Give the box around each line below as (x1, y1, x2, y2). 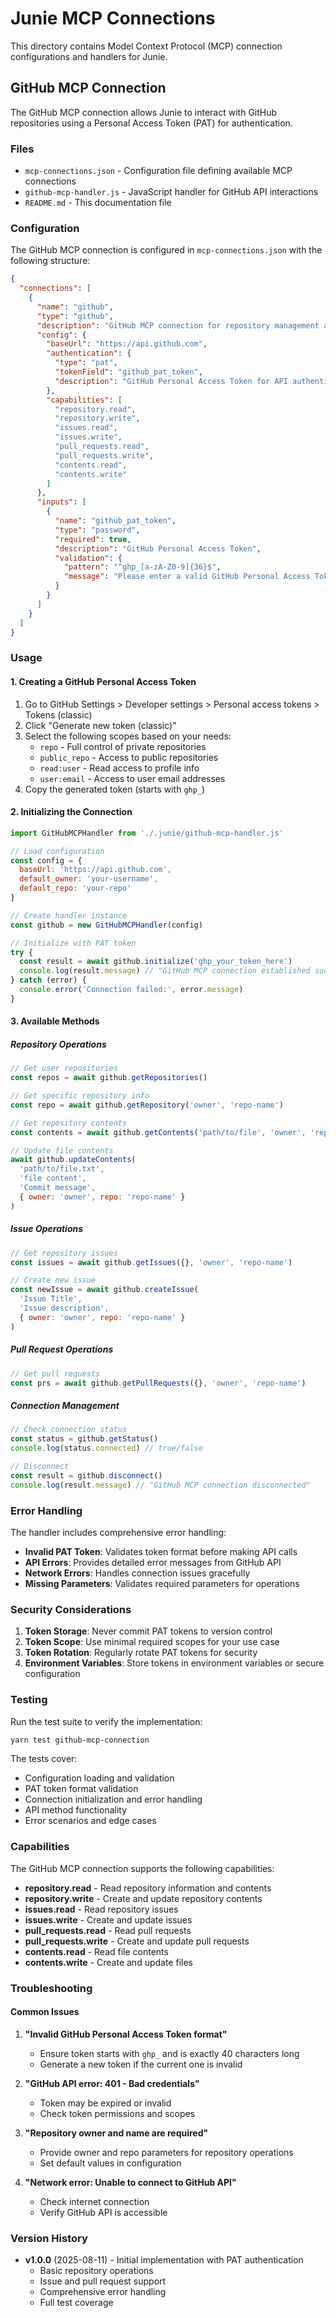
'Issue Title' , (19, 1294, 83, 1304)
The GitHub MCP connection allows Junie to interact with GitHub (10, 106, 278, 118)
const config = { (10, 855, 83, 866)
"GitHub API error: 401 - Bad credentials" (24, 2077, 200, 2089)
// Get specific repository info (10, 1091, 150, 1101)
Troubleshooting (10, 1981, 93, 1995)
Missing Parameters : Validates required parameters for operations (24, 1577, 300, 1589)
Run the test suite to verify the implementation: (10, 1715, 203, 1727)
